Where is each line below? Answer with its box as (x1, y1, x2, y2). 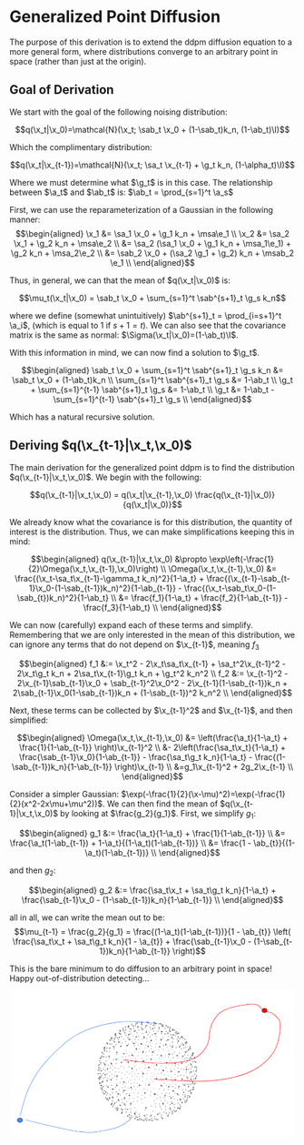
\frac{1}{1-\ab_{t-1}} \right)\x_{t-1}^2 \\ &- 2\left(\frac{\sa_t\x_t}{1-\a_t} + (18, 742, 287, 753)
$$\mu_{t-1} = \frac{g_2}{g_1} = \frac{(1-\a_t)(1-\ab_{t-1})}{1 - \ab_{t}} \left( (14, 926, 291, 937)
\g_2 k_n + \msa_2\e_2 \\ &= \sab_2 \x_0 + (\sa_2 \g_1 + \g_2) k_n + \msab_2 (10, 248, 295, 258)
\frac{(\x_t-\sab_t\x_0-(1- (183, 583, 277, 593)
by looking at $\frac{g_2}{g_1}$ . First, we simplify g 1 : (60, 808, 257, 821)
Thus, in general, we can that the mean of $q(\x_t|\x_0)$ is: (9, 275, 231, 286)
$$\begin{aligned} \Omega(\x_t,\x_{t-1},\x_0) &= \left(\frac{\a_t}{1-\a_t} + (16, 733, 289, 744)
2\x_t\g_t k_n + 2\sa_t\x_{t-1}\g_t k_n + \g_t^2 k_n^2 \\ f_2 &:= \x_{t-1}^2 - (16, 668, 289, 679)
